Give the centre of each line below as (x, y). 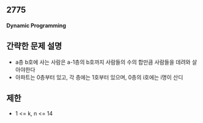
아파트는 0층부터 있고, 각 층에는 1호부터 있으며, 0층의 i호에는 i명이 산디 (99, 77)
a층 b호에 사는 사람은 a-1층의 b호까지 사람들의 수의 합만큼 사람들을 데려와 (103, 62)
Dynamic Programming (36, 25)
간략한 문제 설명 (34, 46)
